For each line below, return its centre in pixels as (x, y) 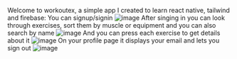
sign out (19, 48)
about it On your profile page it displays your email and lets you (114, 41)
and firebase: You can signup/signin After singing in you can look (116, 18)
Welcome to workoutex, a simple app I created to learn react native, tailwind (118, 10)
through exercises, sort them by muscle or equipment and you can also (112, 25)
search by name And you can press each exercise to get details (114, 33)
